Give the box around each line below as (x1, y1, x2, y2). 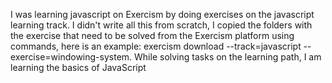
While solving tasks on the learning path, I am (134, 51, 322, 63)
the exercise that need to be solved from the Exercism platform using (10, 30, 295, 41)
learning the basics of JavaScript (10, 62, 147, 73)
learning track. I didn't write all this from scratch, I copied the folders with (10, 19, 313, 31)
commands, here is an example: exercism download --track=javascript (10, 40, 302, 52)
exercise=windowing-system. (10, 51, 133, 63)
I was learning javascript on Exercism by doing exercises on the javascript (10, 9, 315, 20)
